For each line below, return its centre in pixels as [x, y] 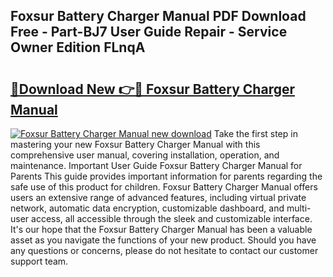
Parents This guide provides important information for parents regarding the [166, 176]
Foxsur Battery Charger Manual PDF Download [158, 16]
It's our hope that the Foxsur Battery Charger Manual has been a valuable [161, 229]
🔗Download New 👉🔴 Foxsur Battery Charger [153, 89]
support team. [39, 261]
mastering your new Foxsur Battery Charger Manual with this [135, 144]
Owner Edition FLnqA [78, 47]
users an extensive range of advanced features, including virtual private [158, 197]
